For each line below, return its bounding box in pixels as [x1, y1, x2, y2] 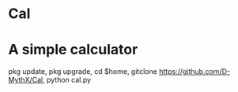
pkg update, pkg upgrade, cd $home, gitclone [8, 67, 158, 76]
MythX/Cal [8, 75, 43, 85]
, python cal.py [42, 75, 92, 85]
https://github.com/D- [159, 67, 231, 76]
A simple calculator [8, 41, 138, 59]
